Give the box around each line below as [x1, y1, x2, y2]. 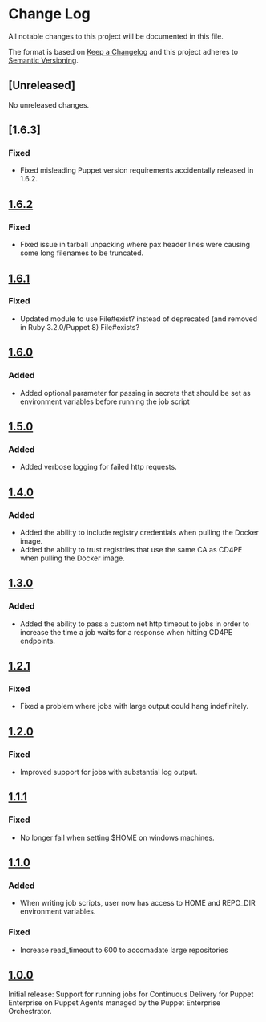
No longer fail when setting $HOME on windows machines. [19, 833, 215, 842]
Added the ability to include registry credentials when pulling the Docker [19, 527, 259, 537]
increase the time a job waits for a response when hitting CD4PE [19, 627, 233, 637]
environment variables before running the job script [19, 397, 190, 406]
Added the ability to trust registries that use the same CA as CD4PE [19, 544, 243, 554]
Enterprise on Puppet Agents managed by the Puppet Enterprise [8, 998, 221, 1008]
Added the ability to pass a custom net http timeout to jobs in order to [19, 619, 250, 629]
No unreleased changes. [8, 100, 90, 109]
